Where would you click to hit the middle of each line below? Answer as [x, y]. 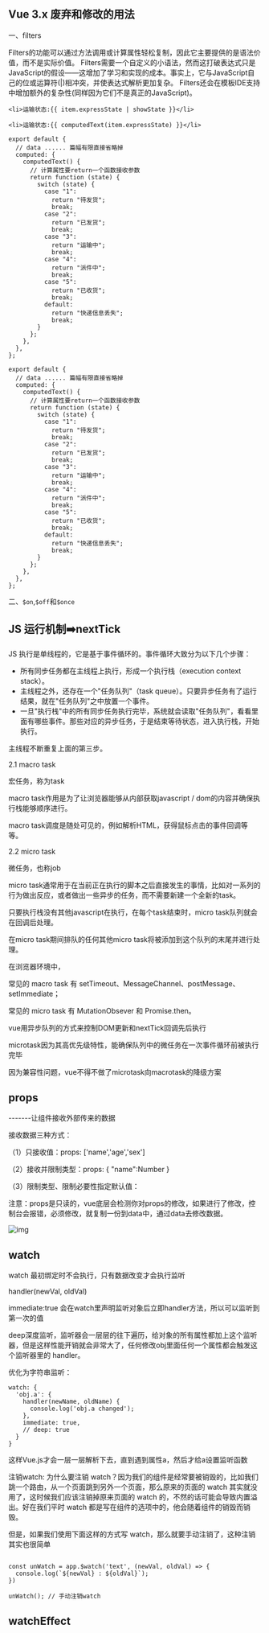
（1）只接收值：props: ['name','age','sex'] [77, 1152]
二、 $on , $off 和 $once [41, 601]
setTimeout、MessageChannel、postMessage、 [159, 983]
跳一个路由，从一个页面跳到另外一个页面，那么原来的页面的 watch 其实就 [129, 1487]
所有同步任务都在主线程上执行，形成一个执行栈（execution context [130, 671]
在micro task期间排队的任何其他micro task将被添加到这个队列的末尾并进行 [131, 939]
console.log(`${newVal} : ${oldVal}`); [82, 1574]
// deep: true [46, 1430]
